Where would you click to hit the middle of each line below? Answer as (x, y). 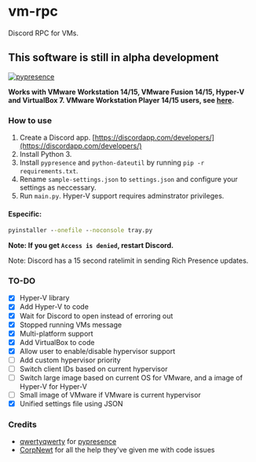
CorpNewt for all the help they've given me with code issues (117, 450)
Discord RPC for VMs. (44, 33)
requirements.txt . (49, 171)
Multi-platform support (56, 333)
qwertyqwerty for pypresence (68, 442)
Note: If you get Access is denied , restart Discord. (91, 246)
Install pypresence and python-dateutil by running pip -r (112, 162)
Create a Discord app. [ (57, 138)
